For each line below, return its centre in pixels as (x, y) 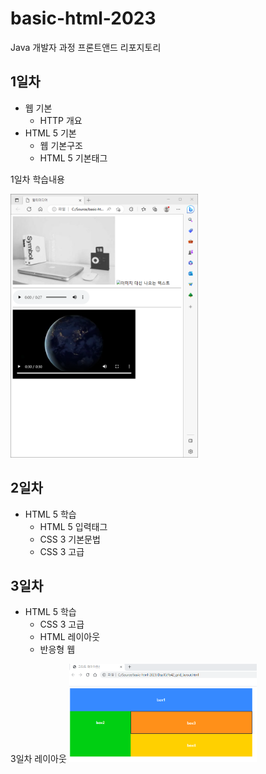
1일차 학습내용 (37, 179)
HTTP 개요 (61, 120)
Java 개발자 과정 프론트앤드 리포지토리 (86, 47)
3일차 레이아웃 (38, 759)
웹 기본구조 (61, 145)
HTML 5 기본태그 (73, 158)
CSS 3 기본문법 (70, 539)
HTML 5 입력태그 (73, 526)
